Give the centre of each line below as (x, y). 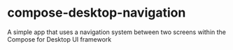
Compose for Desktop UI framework (59, 39)
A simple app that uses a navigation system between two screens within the (116, 32)
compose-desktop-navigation (97, 13)
